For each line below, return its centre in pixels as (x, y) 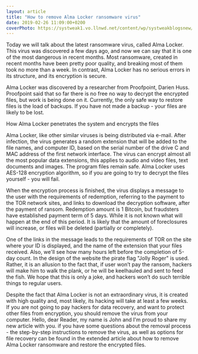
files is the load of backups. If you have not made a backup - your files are (96, 106)
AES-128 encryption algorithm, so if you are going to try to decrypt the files (98, 173)
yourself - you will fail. (33, 179)
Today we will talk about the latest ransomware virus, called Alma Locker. (95, 45)
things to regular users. (34, 283)
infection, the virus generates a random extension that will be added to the (96, 141)
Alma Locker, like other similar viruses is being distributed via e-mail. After (96, 135)
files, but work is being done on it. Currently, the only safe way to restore (95, 100)
